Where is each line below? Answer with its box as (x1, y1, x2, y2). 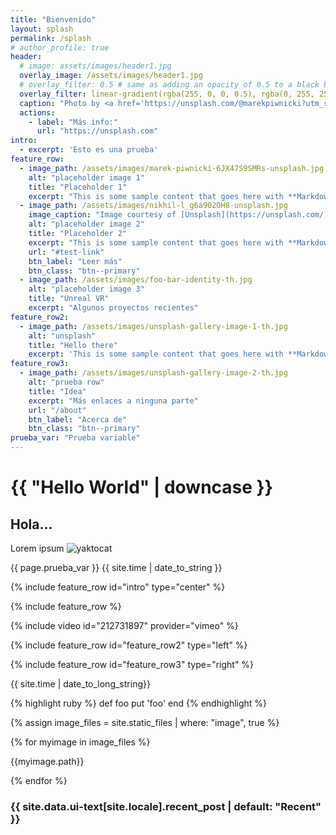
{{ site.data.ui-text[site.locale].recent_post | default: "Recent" (10, 799, 322, 813)
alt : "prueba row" (28, 377, 105, 387)
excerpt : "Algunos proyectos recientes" (28, 303, 199, 313)
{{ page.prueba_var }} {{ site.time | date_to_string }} (10, 562, 223, 573)
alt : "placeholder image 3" (28, 284, 145, 295)
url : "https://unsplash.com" (36, 126, 159, 136)
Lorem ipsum (10, 542, 65, 554)
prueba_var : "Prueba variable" (10, 433, 141, 443)
